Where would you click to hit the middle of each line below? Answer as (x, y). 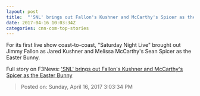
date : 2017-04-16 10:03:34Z (41, 23)
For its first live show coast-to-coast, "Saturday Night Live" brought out (93, 45)
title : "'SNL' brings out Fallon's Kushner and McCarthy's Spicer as (96, 17)
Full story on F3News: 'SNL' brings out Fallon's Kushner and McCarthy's (95, 69)
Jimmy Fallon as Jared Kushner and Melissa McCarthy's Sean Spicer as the (99, 52)
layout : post (22, 12)
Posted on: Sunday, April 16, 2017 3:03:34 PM (76, 87)
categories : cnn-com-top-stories (48, 28)
